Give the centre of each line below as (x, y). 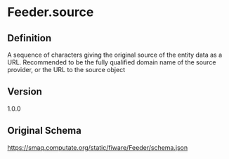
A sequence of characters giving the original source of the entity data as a (115, 55)
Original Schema (45, 131)
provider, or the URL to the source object (66, 70)
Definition (29, 38)
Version (25, 92)
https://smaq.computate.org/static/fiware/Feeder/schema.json (98, 147)
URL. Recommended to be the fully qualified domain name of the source (112, 62)
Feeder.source (51, 12)
